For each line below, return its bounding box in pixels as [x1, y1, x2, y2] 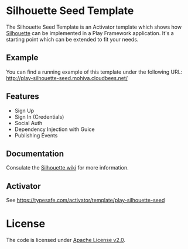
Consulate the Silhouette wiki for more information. [6, 164, 129, 171]
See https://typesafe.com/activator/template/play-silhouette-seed [6, 197, 165, 204]
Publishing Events [14, 132, 58, 139]
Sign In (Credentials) [14, 113, 64, 120]
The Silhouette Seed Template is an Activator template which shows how [6, 23, 182, 30]
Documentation [6, 148, 64, 158]
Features [6, 92, 39, 102]
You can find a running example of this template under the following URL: [6, 68, 183, 75]
